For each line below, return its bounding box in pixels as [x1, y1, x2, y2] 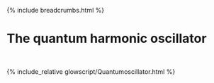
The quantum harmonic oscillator [6, 31, 207, 46]
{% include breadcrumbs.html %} [6, 6, 104, 14]
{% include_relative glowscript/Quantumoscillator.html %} [6, 67, 176, 76]
